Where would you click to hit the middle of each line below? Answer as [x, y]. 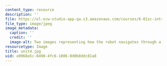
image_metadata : [22, 28]
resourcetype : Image [27, 47]
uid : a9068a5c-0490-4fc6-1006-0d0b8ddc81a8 [51, 56]
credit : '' [21, 38]
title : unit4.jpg [23, 51]
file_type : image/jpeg [29, 24]
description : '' [22, 14]
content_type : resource [30, 10]
